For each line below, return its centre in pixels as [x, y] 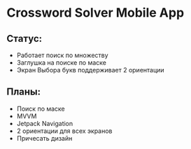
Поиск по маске [41, 109]
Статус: [24, 39]
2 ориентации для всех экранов [64, 131]
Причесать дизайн [44, 138]
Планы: [24, 92]
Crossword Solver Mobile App [95, 13]
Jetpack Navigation [45, 123]
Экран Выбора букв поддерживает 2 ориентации [91, 70]
